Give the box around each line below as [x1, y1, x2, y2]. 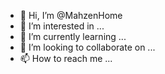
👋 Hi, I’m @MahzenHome [19, 10, 123, 21]
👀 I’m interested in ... [19, 20, 105, 32]
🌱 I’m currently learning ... [19, 31, 127, 42]
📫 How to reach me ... [19, 53, 113, 64]
